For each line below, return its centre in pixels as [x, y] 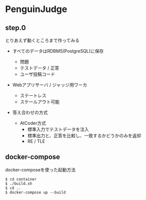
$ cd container [21, 179]
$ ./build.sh [19, 183]
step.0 [15, 28]
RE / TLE [36, 141]
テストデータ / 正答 [39, 68]
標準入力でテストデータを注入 [58, 129]
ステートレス [33, 95]
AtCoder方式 [33, 123]
